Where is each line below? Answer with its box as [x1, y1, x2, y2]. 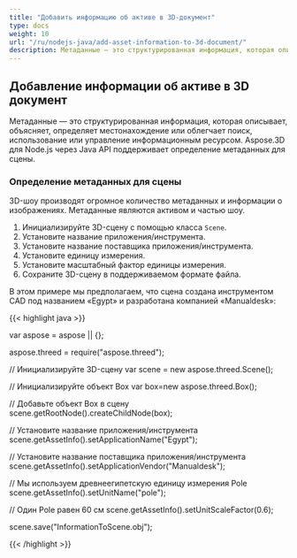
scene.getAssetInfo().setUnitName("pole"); [9, 487, 166, 498]
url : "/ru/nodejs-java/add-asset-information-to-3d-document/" [9, 37, 247, 47]
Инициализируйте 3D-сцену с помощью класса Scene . [21, 222, 227, 233]
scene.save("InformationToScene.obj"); [9, 522, 153, 532]
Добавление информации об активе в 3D [9, 79, 250, 94]
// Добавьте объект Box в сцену [9, 399, 130, 409]
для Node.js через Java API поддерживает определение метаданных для [9, 143, 286, 155]
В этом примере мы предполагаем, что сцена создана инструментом [9, 287, 274, 297]
